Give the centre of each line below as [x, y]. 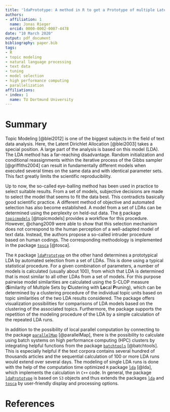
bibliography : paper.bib [31, 43]
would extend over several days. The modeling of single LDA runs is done [82, 362]
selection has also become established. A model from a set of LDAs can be [83, 208]
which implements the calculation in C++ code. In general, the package [78, 372]
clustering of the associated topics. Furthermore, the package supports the [83, 309]
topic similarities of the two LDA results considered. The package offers [80, 298]
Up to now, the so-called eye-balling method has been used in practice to [82, 186]
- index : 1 [17, 95]
